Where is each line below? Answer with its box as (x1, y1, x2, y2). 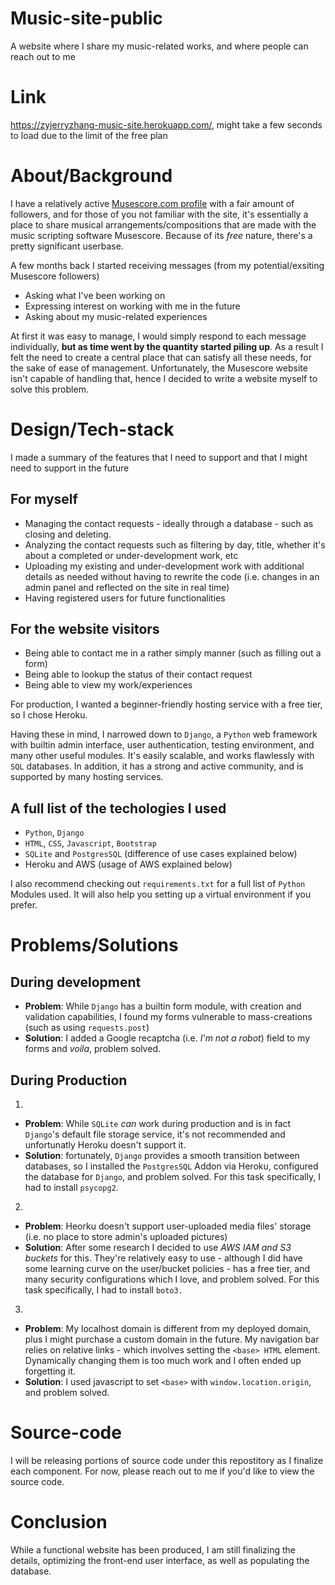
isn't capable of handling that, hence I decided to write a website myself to (10, 372, 318, 384)
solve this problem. (10, 383, 89, 395)
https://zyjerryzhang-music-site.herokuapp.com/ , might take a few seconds (10, 118, 323, 131)
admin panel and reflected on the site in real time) (24, 581, 230, 593)
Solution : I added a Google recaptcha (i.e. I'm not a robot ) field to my (24, 1032, 311, 1044)
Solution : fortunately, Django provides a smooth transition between (24, 1150, 300, 1161)
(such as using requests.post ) (24, 1022, 150, 1034)
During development (10, 973, 142, 991)
